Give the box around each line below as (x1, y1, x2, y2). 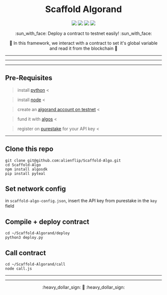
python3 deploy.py (5, 235, 43, 240)
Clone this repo (5, 145, 54, 153)
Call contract (5, 249, 46, 257)
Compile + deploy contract (5, 217, 89, 226)
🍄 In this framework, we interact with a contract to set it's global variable (9, 40, 158, 46)
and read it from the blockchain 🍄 (49, 45, 118, 51)
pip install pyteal (5, 171, 46, 176)
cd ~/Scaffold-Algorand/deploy (5, 231, 70, 236)
